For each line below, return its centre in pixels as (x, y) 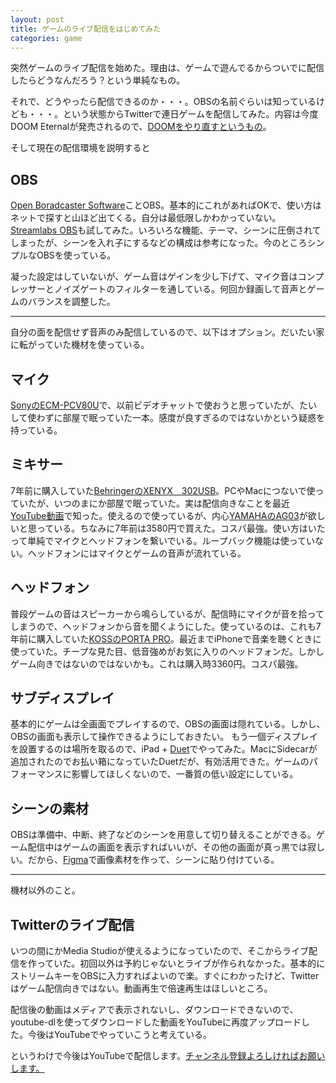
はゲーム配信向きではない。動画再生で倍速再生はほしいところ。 (141, 988)
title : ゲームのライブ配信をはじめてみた (86, 29)
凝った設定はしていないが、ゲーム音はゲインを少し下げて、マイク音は (154, 277)
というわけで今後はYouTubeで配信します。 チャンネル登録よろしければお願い (168, 1056)
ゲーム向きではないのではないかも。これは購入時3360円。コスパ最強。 (157, 663)
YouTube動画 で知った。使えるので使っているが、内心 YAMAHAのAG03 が (159, 515)
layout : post (37, 19)
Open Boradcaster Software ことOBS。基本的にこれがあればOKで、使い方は (166, 205)
